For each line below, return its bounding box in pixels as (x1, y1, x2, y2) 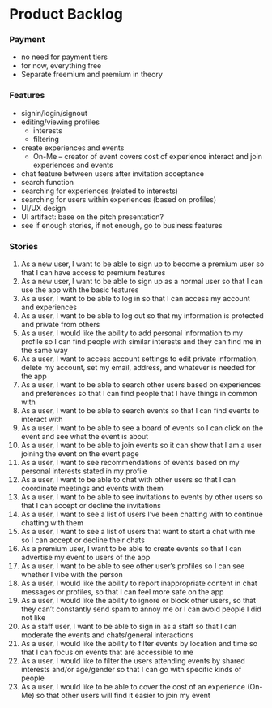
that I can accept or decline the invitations (20, 501, 161, 511)
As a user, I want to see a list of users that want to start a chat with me (20, 527, 256, 537)
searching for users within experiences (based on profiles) (20, 194, 217, 204)
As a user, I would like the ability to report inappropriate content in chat (20, 578, 257, 589)
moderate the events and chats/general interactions (20, 630, 194, 640)
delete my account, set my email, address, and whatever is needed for (20, 363, 256, 373)
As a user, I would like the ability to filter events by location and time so (20, 639, 258, 649)
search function (20, 177, 74, 187)
